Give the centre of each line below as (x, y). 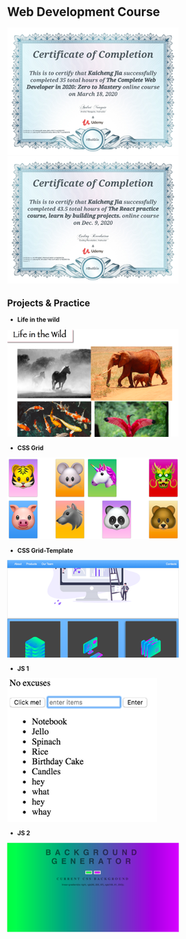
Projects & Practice (49, 303)
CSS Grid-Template (45, 550)
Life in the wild (38, 319)
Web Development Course (84, 12)
